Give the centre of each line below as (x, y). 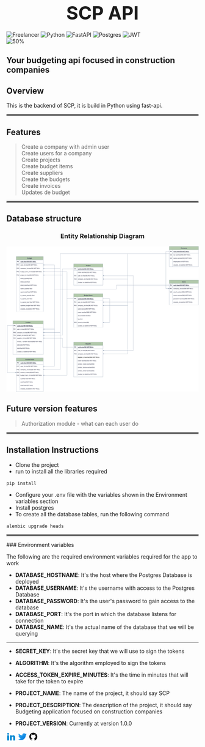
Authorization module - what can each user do (80, 423)
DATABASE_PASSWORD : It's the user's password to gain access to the (105, 601)
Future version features (52, 409)
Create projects (41, 160)
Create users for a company (56, 153)
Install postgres (34, 507)
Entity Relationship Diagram (103, 236)
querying (27, 633)
